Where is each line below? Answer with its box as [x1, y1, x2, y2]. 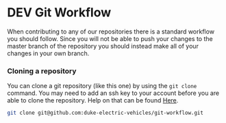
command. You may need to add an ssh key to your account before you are [7, 89, 220, 97]
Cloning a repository [7, 66, 77, 76]
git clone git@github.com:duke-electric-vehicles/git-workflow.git [7, 109, 204, 117]
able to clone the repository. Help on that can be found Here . [7, 96, 179, 105]
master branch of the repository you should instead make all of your [7, 42, 199, 50]
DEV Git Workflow [7, 5, 112, 20]
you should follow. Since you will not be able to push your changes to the [7, 34, 214, 42]
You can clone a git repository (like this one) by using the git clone [7, 82, 197, 90]
